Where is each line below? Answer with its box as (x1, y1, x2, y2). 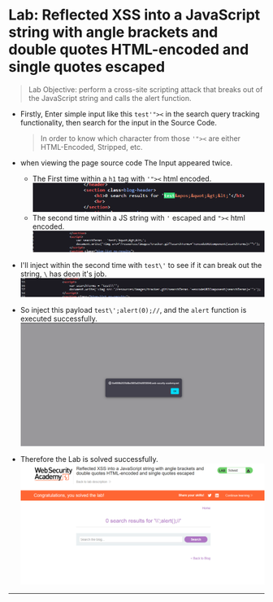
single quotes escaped (8, 58, 165, 77)
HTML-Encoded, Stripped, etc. (40, 142, 144, 152)
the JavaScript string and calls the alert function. (28, 93, 193, 103)
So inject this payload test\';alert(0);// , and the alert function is (19, 305, 247, 315)
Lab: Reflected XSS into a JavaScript (8, 6, 261, 24)
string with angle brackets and (8, 23, 219, 42)
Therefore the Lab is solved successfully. (19, 455, 158, 464)
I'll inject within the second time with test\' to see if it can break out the (19, 260, 262, 270)
